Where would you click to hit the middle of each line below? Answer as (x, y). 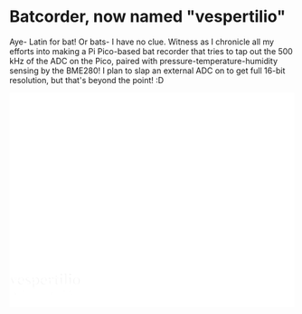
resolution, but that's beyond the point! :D (87, 80)
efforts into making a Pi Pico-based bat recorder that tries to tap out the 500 (151, 51)
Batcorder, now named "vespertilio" (148, 17)
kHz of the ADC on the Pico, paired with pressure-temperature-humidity (144, 61)
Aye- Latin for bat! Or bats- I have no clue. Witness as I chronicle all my (142, 42)
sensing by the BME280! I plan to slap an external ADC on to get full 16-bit (147, 71)
